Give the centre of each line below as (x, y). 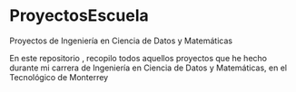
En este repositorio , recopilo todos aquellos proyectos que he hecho (138, 58)
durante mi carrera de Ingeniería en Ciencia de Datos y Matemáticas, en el (148, 68)
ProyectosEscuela (79, 16)
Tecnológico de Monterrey (59, 77)
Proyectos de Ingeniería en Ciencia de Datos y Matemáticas (121, 41)
